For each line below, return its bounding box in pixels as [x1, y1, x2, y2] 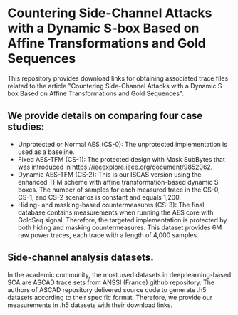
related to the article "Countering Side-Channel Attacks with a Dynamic [7, 81, 217, 90]
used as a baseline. [17, 148, 75, 156]
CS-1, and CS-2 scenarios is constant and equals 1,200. [17, 192, 182, 201]
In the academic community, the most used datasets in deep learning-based [7, 270, 232, 279]
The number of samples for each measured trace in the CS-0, [38, 185, 221, 194]
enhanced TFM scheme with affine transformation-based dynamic [17, 177, 213, 186]
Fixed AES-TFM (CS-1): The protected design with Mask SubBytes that [17, 155, 226, 163]
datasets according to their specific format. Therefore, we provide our [7, 293, 212, 301]
